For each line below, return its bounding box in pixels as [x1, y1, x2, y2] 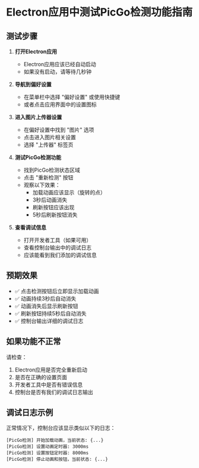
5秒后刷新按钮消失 [32, 211, 78, 218]
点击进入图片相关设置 [23, 134, 76, 141]
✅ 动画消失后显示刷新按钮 [14, 302, 78, 309]
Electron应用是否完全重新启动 [14, 366, 88, 373]
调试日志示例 [6, 408, 53, 418]
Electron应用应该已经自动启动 [23, 61, 96, 67]
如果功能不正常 [6, 336, 61, 346]
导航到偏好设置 [14, 81, 52, 88]
